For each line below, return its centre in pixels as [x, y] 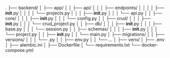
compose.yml [19, 50]
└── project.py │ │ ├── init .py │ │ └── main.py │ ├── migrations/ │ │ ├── [85, 34]
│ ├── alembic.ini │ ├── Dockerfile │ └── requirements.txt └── [73, 45]
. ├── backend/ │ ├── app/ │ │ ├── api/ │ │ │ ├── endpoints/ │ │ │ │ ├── [85, 8]
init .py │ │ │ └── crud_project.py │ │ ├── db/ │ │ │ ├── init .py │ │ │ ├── [83, 23]
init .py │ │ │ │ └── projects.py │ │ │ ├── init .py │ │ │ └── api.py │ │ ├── [84, 13]
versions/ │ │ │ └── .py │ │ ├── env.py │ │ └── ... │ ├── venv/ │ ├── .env [85, 39]
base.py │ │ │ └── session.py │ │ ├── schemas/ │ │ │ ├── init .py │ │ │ [81, 29]
